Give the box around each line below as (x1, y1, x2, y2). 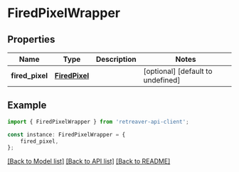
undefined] (143, 75, 181, 85)
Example (7, 100, 47, 112)
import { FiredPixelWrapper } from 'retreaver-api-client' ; (7, 118, 190, 125)
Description (95, 55, 137, 64)
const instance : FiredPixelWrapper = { (7, 131, 126, 138)
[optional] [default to (143, 66, 213, 76)
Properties (7, 33, 55, 45)
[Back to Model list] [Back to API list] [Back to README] (7, 157, 171, 166)
